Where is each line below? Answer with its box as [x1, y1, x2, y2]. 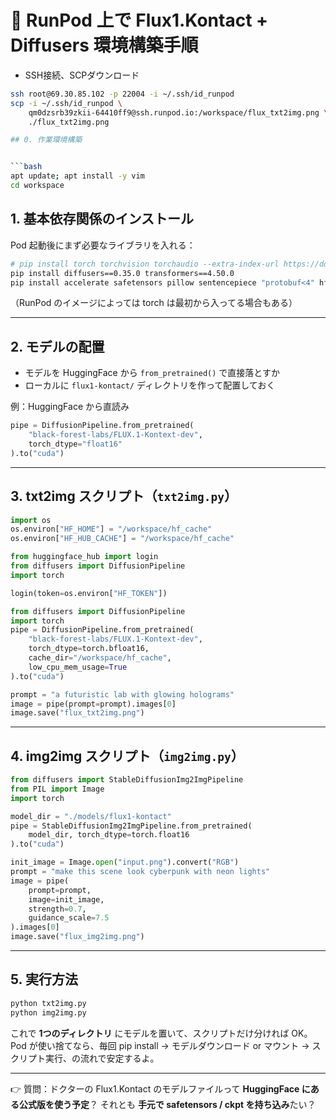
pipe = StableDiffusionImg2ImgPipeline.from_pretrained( [10, 821, 253, 831]
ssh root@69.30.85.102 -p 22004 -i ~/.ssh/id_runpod [10, 89, 235, 99]
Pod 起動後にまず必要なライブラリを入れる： [10, 239, 196, 251]
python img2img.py [10, 1007, 87, 1018]
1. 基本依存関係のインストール [10, 211, 194, 228]
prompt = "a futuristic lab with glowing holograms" [10, 689, 235, 700]
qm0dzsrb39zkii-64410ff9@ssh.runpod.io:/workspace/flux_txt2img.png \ [28, 107, 329, 118]
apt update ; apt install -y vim [10, 171, 145, 181]
